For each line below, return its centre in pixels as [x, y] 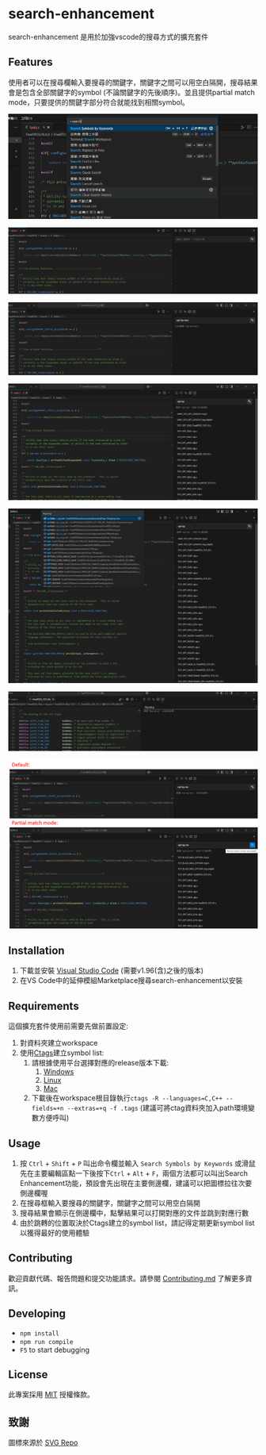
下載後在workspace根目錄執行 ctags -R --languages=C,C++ [127, 1098]
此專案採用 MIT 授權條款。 [51, 1395]
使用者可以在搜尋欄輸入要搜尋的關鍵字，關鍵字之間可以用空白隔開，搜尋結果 [133, 82]
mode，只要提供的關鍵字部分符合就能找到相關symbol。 [99, 102]
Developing [37, 1314]
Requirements [44, 1006]
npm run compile [46, 1342]
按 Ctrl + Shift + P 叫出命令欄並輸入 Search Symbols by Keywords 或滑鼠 [137, 1163]
